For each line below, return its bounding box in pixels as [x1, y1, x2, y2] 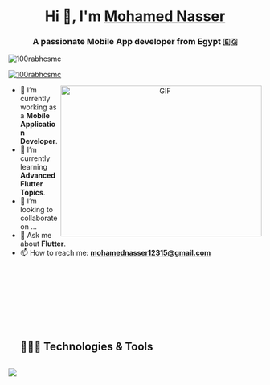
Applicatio [19, 120, 56, 129]
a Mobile [19, 111, 50, 121]
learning [19, 162, 48, 172]
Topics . [19, 188, 46, 198]
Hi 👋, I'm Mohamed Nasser [44, 7, 226, 26]
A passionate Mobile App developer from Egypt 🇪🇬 [32, 36, 238, 47]
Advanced [19, 170, 56, 180]
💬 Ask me [19, 231, 52, 240]
